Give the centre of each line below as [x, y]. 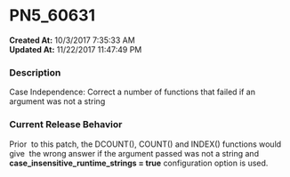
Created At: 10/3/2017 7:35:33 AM [72, 40]
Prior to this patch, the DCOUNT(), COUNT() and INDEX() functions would [145, 144]
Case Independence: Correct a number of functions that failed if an [133, 92]
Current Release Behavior [66, 125]
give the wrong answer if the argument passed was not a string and [134, 153]
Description [35, 72]
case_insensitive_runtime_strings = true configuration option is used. [139, 163]
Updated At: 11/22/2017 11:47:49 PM [76, 49]
